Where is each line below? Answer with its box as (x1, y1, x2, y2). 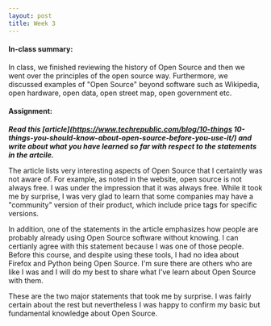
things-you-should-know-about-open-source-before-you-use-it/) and (8, 132, 252, 142)
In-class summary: (8, 44, 73, 54)
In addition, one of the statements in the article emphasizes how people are (8, 224, 259, 234)
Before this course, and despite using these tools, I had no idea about (8, 249, 240, 259)
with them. (8, 275, 44, 285)
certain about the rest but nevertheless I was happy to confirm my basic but (8, 299, 261, 309)
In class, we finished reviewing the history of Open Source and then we (8, 62, 245, 72)
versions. (8, 208, 39, 218)
